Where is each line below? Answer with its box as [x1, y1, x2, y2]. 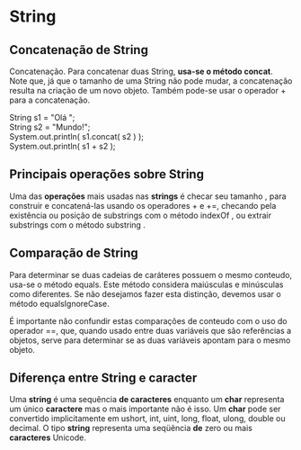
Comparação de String [9, 246, 139, 261]
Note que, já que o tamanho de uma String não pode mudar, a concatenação [9, 76, 293, 86]
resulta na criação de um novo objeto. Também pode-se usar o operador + [9, 85, 287, 95]
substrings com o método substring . [9, 219, 146, 230]
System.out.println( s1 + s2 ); [9, 141, 116, 151]
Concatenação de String [9, 42, 148, 58]
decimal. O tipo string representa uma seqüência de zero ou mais [9, 423, 253, 434]
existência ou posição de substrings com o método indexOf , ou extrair [9, 210, 272, 220]
